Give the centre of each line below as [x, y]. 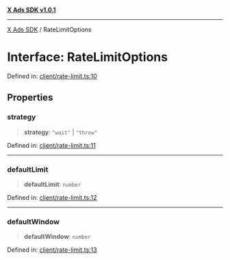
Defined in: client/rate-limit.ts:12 [52, 197]
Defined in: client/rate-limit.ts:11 [51, 145]
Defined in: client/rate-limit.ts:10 [52, 76]
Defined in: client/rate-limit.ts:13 [52, 250]
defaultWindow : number [57, 237]
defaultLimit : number [52, 184]
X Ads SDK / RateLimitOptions [49, 29]
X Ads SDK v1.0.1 [31, 10]
